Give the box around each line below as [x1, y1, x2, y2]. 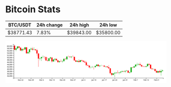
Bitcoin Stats [5, 4, 61, 15]
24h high [69, 22, 90, 28]
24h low [99, 22, 117, 28]
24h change [36, 22, 63, 28]
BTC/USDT [8, 22, 32, 28]
